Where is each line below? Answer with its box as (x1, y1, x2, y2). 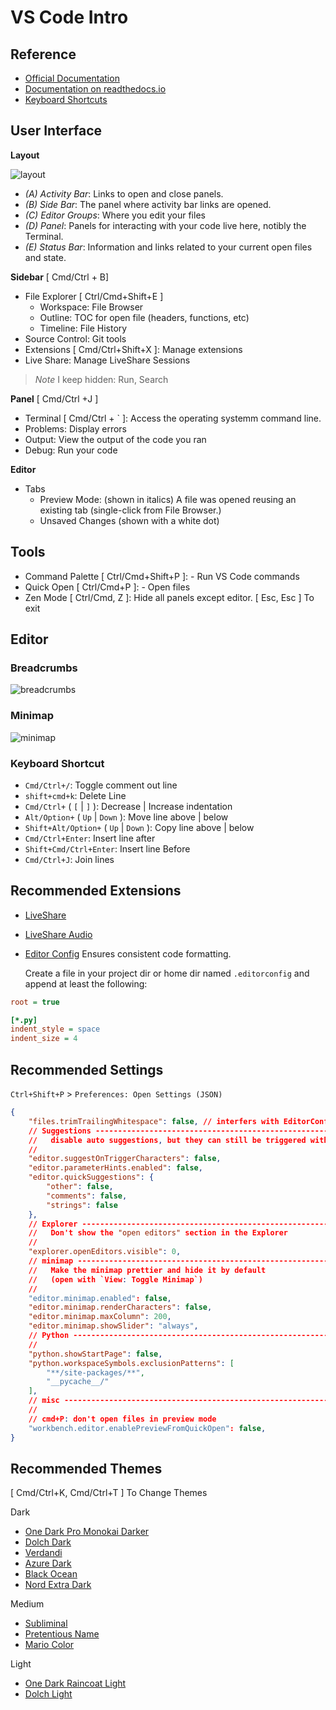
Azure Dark (24, 1557, 72, 1570)
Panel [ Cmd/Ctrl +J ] (10, 392, 99, 405)
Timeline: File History (39, 322, 128, 334)
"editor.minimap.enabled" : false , (28, 1293, 172, 1303)
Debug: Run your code (24, 444, 118, 456)
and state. (24, 251, 67, 263)
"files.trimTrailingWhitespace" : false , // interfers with (28, 1116, 280, 1126)
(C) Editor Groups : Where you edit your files (24, 209, 206, 221)
